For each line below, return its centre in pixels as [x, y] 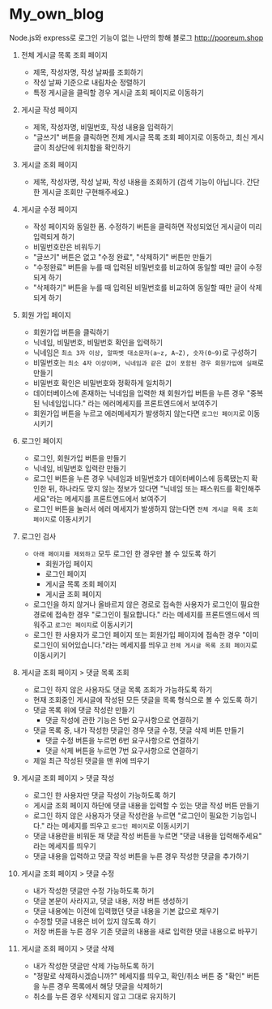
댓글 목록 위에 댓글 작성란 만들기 [84, 710]
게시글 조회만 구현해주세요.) [85, 192]
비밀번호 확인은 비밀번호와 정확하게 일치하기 [102, 383]
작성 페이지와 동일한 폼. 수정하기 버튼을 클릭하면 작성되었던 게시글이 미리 [147, 226]
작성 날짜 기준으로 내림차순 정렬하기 [89, 82]
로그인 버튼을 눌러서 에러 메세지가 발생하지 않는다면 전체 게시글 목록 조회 [145, 509]
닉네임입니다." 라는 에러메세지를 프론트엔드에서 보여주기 [130, 403]
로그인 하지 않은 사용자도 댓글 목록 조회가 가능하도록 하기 [123, 689]
